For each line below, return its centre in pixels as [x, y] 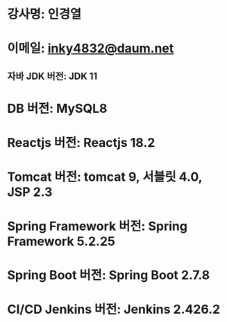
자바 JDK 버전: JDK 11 [52, 76]
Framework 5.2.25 [61, 241]
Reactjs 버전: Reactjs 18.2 [81, 143]
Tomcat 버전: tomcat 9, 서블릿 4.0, [105, 177]
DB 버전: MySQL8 [57, 108]
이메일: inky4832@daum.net [91, 48]
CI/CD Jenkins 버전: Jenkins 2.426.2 [114, 309]
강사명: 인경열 [44, 14]
